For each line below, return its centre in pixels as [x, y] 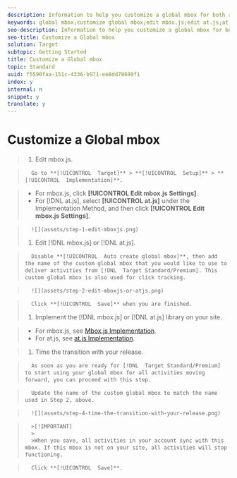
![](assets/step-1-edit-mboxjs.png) [85, 230]
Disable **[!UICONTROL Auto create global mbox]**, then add [124, 257]
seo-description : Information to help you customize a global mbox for [115, 30]
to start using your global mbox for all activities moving [115, 373]
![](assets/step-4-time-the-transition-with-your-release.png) [126, 413]
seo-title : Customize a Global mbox [61, 37]
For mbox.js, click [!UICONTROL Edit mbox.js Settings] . [117, 193]
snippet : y [23, 97]
